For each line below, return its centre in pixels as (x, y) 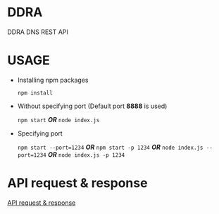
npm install (35, 93)
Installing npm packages (53, 80)
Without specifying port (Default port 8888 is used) (92, 106)
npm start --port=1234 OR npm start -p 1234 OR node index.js (110, 147)
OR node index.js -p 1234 (87, 154)
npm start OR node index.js (58, 119)
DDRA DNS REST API (38, 32)
